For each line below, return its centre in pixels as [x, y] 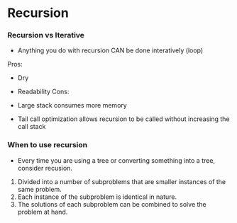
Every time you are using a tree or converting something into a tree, [116, 160]
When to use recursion [47, 145]
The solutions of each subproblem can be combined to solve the [112, 204]
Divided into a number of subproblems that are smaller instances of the [122, 181]
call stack [32, 127]
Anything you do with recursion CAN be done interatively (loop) [110, 50]
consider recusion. [45, 168]
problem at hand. [43, 212]
